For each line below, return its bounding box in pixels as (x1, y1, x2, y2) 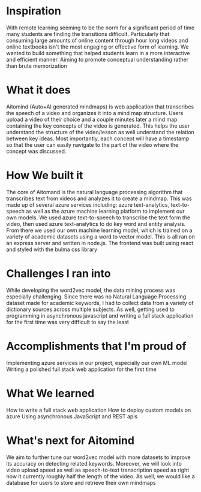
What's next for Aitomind (6, 433, 135, 447)
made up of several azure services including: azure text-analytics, (6, 201, 170, 208)
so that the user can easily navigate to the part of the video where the (6, 141, 179, 148)
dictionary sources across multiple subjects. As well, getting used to (6, 306, 175, 313)
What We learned (6, 387, 95, 400)
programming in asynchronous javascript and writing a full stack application (6, 312, 194, 319)
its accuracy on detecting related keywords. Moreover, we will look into (6, 460, 182, 467)
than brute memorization (6, 62, 67, 70)
